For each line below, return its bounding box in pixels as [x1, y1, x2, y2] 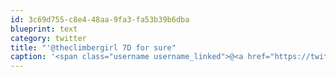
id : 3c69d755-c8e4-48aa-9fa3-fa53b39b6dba [10, 14, 190, 25]
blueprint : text [10, 24, 78, 34]
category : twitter [10, 33, 87, 43]
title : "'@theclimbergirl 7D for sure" [10, 42, 177, 53]
